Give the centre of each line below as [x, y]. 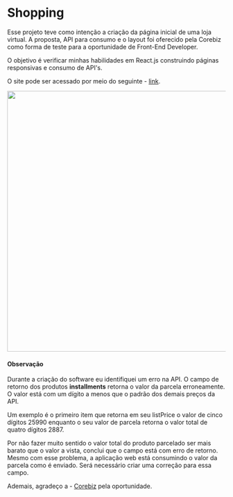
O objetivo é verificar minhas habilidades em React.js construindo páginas [113, 60]
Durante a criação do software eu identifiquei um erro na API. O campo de [113, 380]
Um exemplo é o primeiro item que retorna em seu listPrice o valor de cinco [115, 415]
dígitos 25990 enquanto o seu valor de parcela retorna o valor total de [107, 423]
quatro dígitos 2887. [36, 430]
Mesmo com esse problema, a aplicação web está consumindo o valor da [112, 458]
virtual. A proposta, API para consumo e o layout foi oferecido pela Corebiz [114, 39]
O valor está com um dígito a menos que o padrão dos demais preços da [111, 394]
